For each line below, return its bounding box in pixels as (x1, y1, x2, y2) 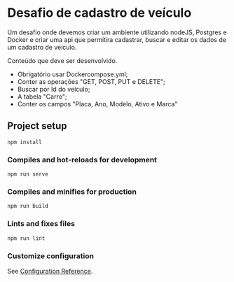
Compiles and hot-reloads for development (7, 155, 158, 164)
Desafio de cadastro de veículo (7, 5, 192, 21)
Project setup (7, 120, 68, 132)
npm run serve (7, 171, 49, 178)
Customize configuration (7, 251, 95, 260)
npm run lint (7, 234, 46, 242)
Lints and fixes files (7, 219, 76, 229)
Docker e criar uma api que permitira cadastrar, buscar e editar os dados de (7, 35, 226, 43)
